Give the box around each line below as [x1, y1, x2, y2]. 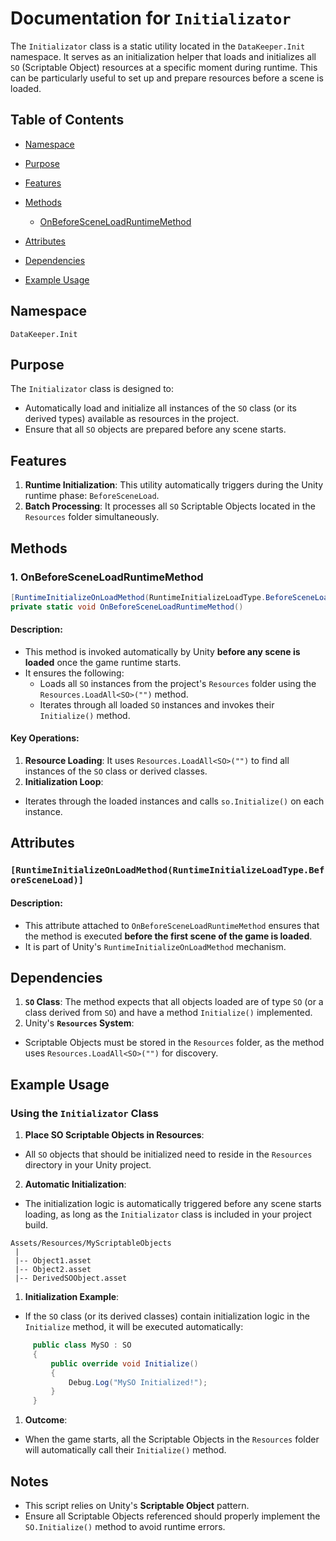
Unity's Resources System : [24, 1017, 135, 1029]
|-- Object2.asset [14, 1265, 92, 1275]
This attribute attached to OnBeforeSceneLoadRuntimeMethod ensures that [24, 919, 320, 931]
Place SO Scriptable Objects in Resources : [24, 1129, 205, 1141]
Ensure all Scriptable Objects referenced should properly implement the [24, 1510, 321, 1522]
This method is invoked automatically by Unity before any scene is [24, 645, 301, 657]
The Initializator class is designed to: [10, 383, 175, 395]
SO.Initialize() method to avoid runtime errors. [24, 1520, 226, 1532]
